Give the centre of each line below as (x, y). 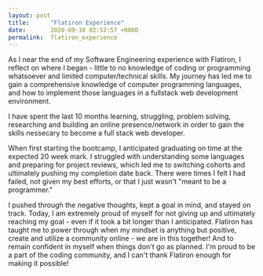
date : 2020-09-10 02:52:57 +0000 (73, 30)
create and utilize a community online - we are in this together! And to (121, 238)
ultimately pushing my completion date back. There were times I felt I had (127, 173)
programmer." (31, 190)
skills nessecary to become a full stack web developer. (97, 133)
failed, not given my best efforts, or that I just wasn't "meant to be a (117, 182)
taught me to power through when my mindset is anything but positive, (122, 230)
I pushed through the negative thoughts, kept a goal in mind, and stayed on (130, 205)
